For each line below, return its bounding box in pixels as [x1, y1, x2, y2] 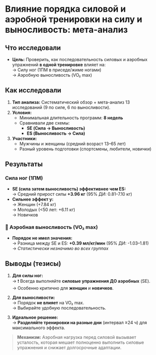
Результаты [5, 160, 43, 168]
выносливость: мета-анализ [5, 24, 128, 35]
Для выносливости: [12, 294, 55, 300]
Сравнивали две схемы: [19, 120, 70, 125]
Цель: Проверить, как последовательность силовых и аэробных [12, 57, 148, 62]
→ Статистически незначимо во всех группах [12, 245, 109, 251]
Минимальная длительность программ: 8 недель [19, 115, 123, 121]
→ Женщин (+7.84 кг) [12, 201, 57, 207]
